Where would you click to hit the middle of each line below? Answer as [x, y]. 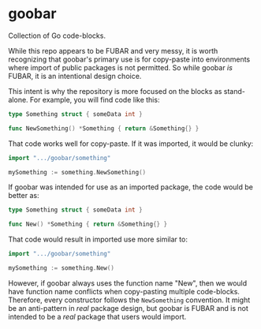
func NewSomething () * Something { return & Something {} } [104, 128]
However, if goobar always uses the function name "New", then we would [128, 283]
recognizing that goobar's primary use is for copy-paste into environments [129, 59]
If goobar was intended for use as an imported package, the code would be [131, 187]
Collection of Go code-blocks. [57, 36]
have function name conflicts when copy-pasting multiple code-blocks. [124, 291]
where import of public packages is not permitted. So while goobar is [120, 67]
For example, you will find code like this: [95, 99]
